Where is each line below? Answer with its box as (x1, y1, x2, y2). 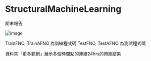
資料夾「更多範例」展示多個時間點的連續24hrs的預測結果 (5, 51, 121, 57)
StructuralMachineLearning (5, 3, 122, 15)
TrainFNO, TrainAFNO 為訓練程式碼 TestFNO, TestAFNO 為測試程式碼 (5, 40, 146, 46)
